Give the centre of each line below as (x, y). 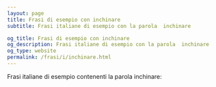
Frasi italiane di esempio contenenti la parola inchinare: (84, 76)
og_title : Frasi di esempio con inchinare (68, 38)
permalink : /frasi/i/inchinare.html (59, 57)
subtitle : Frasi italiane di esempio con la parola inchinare (99, 26)
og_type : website (32, 51)
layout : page (26, 13)
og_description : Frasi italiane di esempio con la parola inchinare (108, 45)
